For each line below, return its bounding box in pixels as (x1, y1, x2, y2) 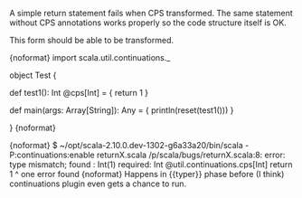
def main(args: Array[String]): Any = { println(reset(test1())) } (9, 105, 234, 116)
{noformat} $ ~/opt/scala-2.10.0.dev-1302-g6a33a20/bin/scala (9, 140, 244, 150)
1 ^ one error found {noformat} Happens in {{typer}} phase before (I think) (9, 169, 285, 179)
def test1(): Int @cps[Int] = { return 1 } (9, 88, 149, 98)
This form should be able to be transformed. (9, 35, 175, 45)
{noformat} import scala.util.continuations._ (9, 52, 171, 62)
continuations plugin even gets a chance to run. (9, 178, 187, 189)
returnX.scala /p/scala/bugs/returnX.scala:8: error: (96, 149, 286, 160)
